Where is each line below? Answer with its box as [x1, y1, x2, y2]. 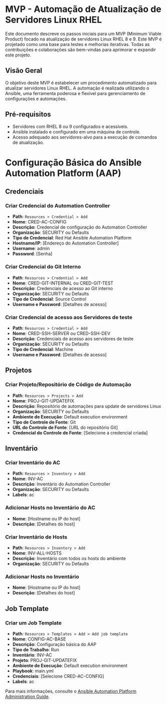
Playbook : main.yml [12, 667, 54, 673]
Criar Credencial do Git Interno [5, 263, 81, 270]
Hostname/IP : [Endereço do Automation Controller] [12, 240, 119, 246]
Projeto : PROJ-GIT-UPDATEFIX [12, 657, 77, 663]
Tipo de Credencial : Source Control [12, 296, 86, 302]
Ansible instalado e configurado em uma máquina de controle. [12, 128, 141, 134]
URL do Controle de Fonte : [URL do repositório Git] [12, 424, 118, 430]
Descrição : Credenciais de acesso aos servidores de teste [12, 336, 133, 342]
